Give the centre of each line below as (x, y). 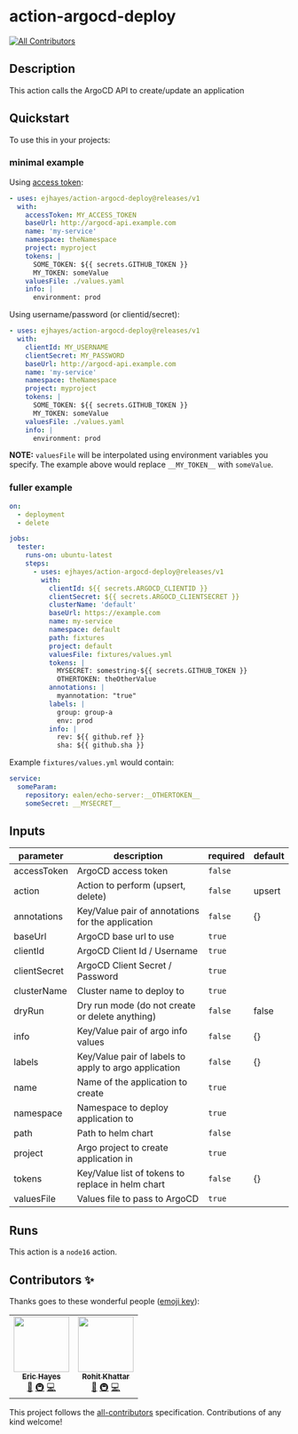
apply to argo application (129, 1068)
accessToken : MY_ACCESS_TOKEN (81, 215)
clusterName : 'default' (93, 605)
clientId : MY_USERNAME (67, 347)
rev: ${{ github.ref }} (100, 737)
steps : (37, 564)
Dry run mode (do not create (136, 1005)
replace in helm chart (121, 1184)
